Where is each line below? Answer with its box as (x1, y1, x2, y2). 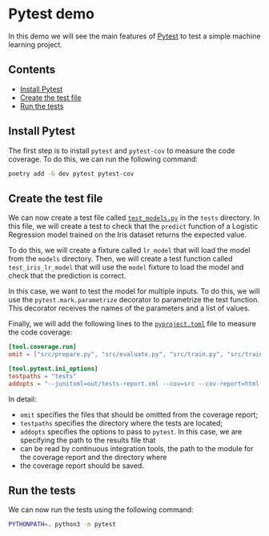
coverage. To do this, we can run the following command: (8, 154, 199, 164)
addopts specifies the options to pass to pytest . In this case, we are (19, 426, 243, 436)
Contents (8, 63, 56, 77)
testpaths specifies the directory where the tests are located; (19, 418, 223, 428)
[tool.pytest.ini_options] (8, 365, 98, 373)
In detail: (8, 394, 38, 404)
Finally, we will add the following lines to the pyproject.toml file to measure (8, 319, 256, 329)
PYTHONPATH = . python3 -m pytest (8, 521, 116, 529)
